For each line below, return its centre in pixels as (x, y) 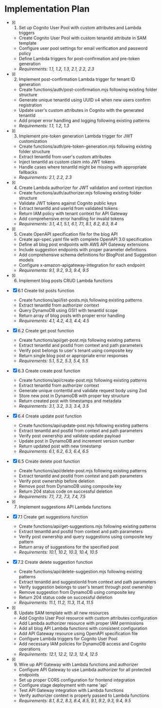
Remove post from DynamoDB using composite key (70, 486)
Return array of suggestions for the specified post (69, 547)
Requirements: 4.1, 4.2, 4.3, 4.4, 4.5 (54, 320)
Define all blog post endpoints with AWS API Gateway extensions (84, 244)
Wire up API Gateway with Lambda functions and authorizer (79, 664)
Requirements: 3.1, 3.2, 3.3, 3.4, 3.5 (54, 406)
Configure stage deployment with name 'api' (63, 685)
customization (33, 141)
